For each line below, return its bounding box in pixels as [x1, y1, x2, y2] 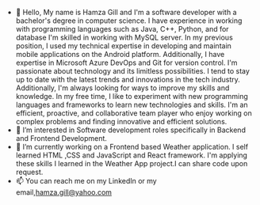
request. [15, 167, 44, 177]
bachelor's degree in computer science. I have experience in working [15, 16, 243, 25]
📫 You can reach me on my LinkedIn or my [15, 177, 157, 185]
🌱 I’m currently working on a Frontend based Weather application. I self [15, 142, 248, 151]
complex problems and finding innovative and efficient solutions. [15, 117, 227, 126]
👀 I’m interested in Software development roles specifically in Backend [15, 125, 246, 135]
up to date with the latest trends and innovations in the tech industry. [15, 75, 240, 84]
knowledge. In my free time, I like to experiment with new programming [15, 92, 248, 101]
